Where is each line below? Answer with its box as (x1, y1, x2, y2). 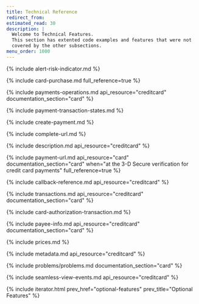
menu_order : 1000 (6, 49, 51, 55)
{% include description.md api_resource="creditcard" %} (6, 142, 150, 149)
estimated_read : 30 (6, 20, 56, 26)
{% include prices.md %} (6, 238, 70, 246)
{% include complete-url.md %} (6, 130, 86, 137)
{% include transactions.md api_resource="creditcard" (6, 190, 144, 197)
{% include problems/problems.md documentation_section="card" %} (6, 262, 183, 269)
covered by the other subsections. (12, 43, 102, 49)
